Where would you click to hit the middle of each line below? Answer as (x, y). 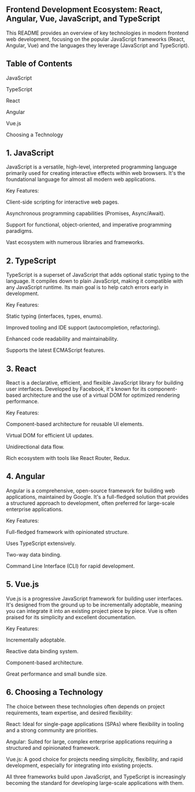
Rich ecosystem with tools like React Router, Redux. (68, 458)
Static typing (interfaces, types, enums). (55, 316)
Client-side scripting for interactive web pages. (63, 202)
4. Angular (26, 476)
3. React (21, 368)
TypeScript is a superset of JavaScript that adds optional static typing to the (98, 275)
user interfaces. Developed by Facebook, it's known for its (76, 389)
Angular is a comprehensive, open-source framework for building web (90, 491)
